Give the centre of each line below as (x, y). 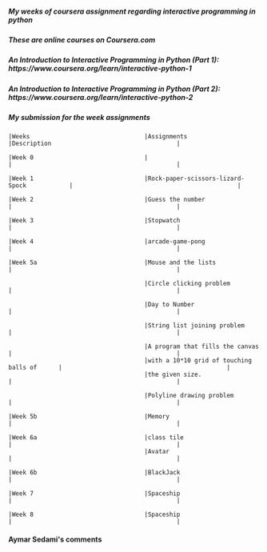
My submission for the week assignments (79, 118)
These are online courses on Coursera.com (82, 39)
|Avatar (157, 452)
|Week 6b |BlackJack (94, 473)
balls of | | (119, 368)
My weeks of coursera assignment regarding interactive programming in (132, 11)
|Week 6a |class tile (96, 438)
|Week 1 (21, 179)
